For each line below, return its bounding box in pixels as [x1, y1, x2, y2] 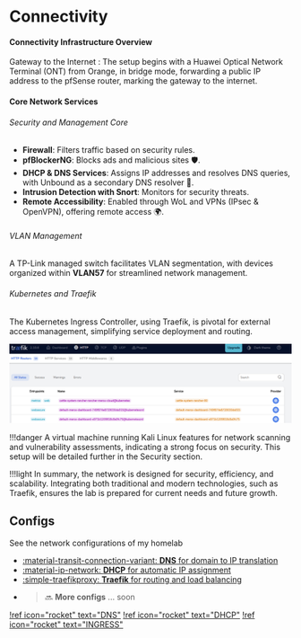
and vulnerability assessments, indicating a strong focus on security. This [9, 441, 280, 452]
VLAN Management [9, 230, 82, 241]
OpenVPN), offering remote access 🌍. [21, 207, 164, 217]
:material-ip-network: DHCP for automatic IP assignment [21, 564, 231, 575]
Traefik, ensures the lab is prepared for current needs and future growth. [9, 487, 278, 498]
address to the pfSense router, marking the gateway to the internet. [9, 75, 258, 86]
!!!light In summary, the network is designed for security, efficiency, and [9, 468, 274, 479]
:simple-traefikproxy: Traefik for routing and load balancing [21, 573, 242, 585]
